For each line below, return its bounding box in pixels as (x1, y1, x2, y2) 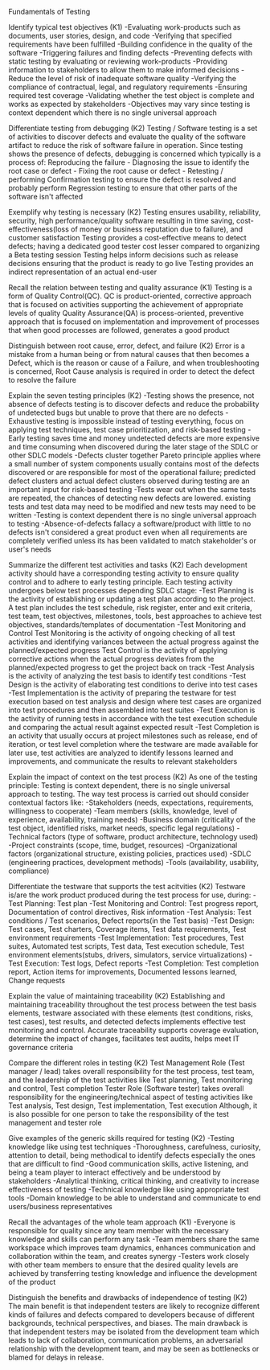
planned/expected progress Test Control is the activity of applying (8, 646, 227, 654)
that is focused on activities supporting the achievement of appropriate (8, 300, 243, 309)
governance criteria (8, 1043, 74, 1052)
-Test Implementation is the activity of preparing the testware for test (8, 688, 237, 698)
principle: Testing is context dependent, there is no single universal (8, 781, 231, 790)
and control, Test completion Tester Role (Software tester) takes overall (8, 1084, 244, 1093)
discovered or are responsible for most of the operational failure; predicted (8, 468, 256, 477)
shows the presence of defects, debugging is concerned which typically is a (8, 149, 261, 158)
